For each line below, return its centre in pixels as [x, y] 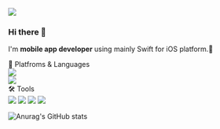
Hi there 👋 [27, 31]
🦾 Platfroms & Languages [49, 64]
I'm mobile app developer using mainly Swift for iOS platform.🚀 [111, 49]
